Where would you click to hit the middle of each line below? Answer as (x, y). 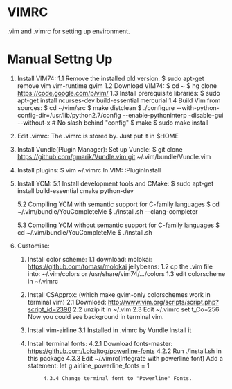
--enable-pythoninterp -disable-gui (173, 115)
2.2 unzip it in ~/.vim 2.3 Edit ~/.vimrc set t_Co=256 (146, 309)
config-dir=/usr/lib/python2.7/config (69, 115)
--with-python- (198, 107)
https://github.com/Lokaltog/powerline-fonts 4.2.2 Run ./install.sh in (124, 351)
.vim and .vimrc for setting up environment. (69, 31)
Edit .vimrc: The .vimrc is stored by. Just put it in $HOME (98, 136)
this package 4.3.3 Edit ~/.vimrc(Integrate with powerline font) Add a (125, 358)
